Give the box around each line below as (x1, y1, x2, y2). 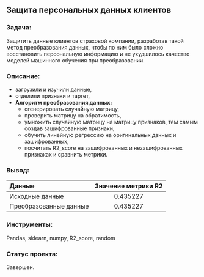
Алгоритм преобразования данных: (15, 98, 112, 106)
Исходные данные (9, 192, 64, 201)
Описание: (6, 72, 40, 80)
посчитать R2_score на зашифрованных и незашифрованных (24, 144, 183, 152)
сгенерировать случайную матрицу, (24, 105, 120, 113)
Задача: (6, 23, 32, 32)
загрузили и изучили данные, (15, 86, 92, 93)
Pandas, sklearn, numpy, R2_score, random (6, 234, 116, 242)
